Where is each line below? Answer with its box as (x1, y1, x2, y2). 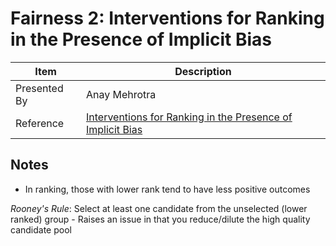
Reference (15, 116, 65, 130)
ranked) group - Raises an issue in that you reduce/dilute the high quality (10, 213, 311, 225)
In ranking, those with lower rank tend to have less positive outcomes (24, 183, 311, 195)
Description (174, 64, 232, 78)
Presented (15, 81, 64, 95)
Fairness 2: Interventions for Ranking (10, 7, 325, 30)
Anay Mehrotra (85, 87, 157, 101)
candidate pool (10, 223, 72, 236)
